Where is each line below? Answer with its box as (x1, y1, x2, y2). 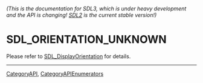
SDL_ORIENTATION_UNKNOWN (6, 32, 167, 46)
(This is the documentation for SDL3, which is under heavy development (6, 5, 187, 12)
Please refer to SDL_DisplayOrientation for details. (6, 52, 131, 60)
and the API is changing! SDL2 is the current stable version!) (6, 11, 157, 18)
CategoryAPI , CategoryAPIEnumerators (6, 70, 104, 77)
